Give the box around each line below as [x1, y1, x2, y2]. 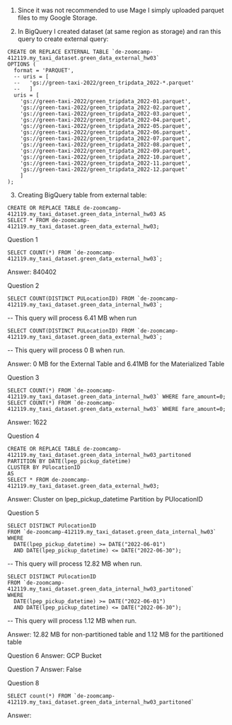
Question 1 [7, 236, 38, 243]
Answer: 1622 [7, 418, 47, 427]
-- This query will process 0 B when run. [7, 346, 125, 354]
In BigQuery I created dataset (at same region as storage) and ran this [17, 28, 221, 35]
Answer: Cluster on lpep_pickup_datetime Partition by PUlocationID [7, 495, 204, 503]
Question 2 [7, 282, 40, 289]
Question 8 [7, 679, 40, 687]
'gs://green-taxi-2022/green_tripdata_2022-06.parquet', [20, 129, 192, 136]
